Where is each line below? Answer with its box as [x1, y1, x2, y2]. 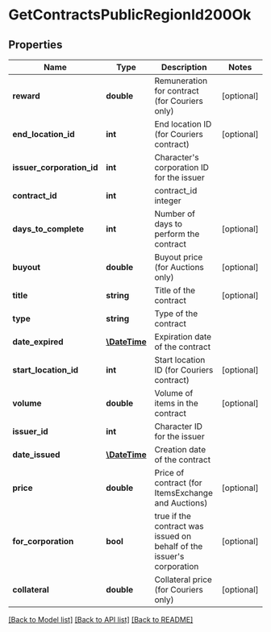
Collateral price [154, 574, 212, 585]
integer [154, 195, 181, 206]
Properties [8, 38, 63, 52]
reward [12, 90, 40, 102]
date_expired [12, 336, 64, 347]
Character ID [154, 421, 203, 432]
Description [161, 62, 207, 73]
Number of [154, 208, 196, 219]
